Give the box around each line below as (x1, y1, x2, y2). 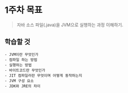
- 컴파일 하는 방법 (4, 57, 38, 62)
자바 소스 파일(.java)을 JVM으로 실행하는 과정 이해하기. (16, 22, 124, 28)
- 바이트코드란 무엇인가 (4, 68, 45, 73)
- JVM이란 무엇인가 (4, 52, 39, 57)
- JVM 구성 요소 (4, 78, 34, 83)
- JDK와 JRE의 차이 (4, 84, 41, 89)
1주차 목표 (4, 4, 43, 16)
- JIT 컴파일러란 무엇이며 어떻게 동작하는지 (4, 73, 83, 78)
